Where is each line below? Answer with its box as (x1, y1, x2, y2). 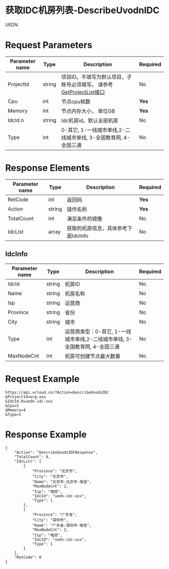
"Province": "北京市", (32, 468, 77, 473)
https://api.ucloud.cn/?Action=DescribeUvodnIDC (5, 390, 109, 395)
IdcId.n (8, 117, 24, 124)
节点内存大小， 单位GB (61, 107, 115, 114)
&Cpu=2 (5, 403, 19, 408)
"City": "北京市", (32, 473, 69, 479)
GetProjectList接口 (61, 88, 105, 96)
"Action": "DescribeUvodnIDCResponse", (14, 450, 98, 455)
